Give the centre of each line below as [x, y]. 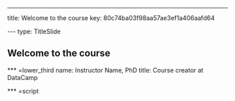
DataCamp [23, 77]
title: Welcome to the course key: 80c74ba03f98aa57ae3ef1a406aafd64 [111, 18]
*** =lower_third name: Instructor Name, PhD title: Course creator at [106, 70]
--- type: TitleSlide [34, 31]
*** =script [23, 91]
